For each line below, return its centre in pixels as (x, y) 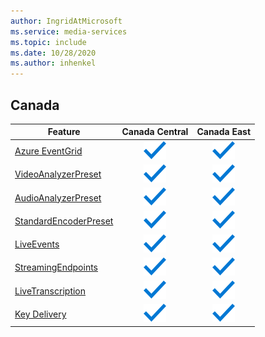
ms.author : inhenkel (53, 63)
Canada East (224, 132)
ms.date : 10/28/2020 (53, 53)
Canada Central (155, 132)
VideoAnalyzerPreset (58, 174)
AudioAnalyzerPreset (58, 197)
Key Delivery (40, 314)
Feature (64, 132)
